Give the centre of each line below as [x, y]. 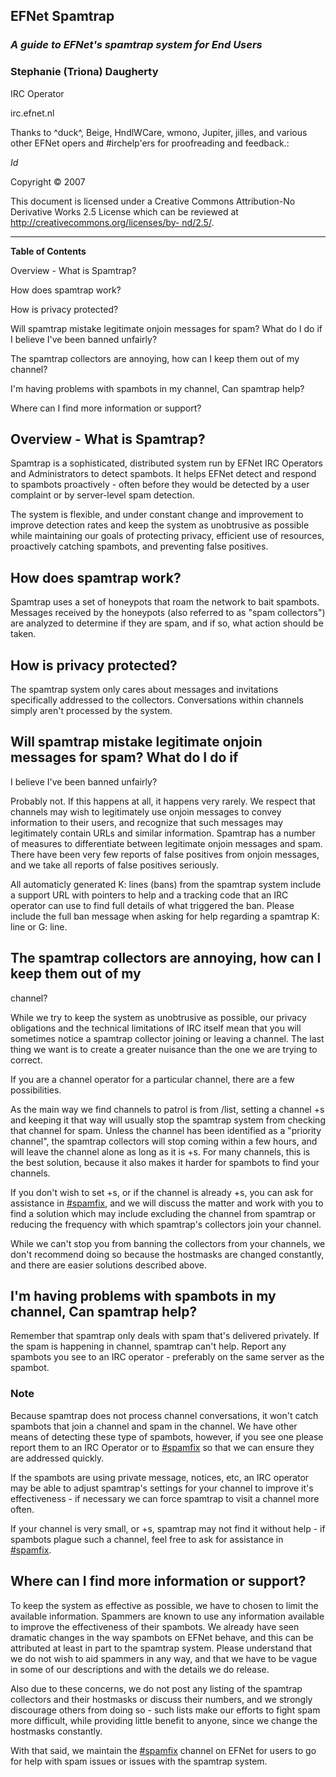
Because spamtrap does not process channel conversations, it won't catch [164, 1415]
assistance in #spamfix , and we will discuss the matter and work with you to [167, 1203]
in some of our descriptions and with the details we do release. [140, 1669]
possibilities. [36, 1090]
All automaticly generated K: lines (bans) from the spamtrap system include [166, 884]
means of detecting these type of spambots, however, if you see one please [167, 1436]
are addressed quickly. [57, 1458]
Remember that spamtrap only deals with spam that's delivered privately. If [165, 1336]
